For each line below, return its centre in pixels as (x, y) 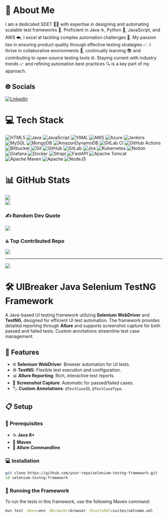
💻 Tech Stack (34, 120)
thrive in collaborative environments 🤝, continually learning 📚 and (73, 50)
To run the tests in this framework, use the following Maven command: (78, 501)
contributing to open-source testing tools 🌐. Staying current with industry (81, 58)
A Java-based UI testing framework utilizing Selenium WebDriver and (77, 315)
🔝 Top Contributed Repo (35, 241)
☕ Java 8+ (23, 435)
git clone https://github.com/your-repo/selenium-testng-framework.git (81, 473)
